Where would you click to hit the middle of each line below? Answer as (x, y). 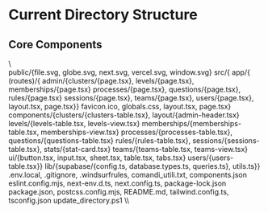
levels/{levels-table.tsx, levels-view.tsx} (74, 123)
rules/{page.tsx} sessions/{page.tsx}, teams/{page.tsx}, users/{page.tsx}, (131, 98)
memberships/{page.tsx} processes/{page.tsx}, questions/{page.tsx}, (125, 89)
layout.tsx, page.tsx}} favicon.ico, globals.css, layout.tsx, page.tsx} (120, 106)
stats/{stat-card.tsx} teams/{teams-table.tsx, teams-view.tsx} (146, 149)
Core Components (55, 45)
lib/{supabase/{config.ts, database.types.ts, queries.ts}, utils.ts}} (153, 166)
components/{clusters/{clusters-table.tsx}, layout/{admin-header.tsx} (124, 115)
